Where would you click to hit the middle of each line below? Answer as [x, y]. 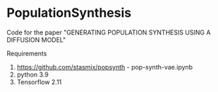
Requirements [27, 53]
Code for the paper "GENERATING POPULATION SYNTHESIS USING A [109, 32]
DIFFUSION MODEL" [36, 39]
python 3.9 [32, 74]
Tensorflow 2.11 [39, 81]
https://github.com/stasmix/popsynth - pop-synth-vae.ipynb [105, 67]
